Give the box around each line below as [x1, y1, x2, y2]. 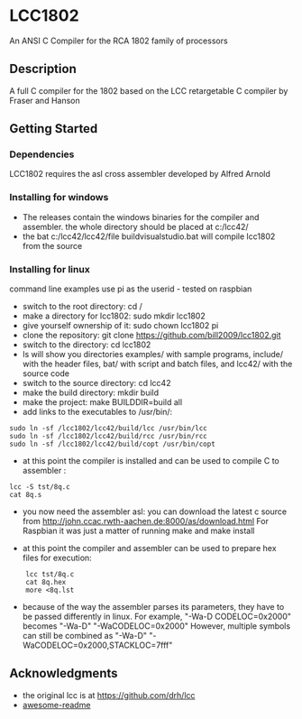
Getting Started [9, 121, 98, 136]
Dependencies [9, 148, 75, 161]
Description [9, 61, 77, 77]
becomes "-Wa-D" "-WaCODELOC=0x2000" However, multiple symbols [22, 621, 291, 631]
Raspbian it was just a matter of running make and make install [22, 525, 255, 537]
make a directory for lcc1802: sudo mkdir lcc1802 [22, 310, 206, 321]
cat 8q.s [9, 491, 42, 500]
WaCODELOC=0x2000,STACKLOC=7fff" [22, 640, 173, 650]
